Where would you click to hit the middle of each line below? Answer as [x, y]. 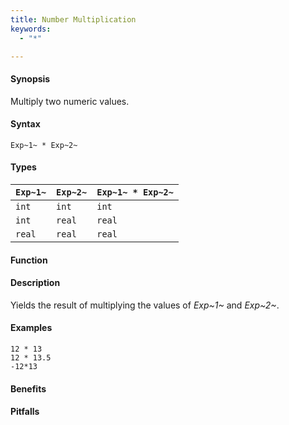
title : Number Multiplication [73, 19]
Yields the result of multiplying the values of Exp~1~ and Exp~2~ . [145, 305]
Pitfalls [25, 412]
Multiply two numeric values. [70, 101]
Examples [31, 328]
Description [35, 283]
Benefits [28, 388]
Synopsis [30, 78]
